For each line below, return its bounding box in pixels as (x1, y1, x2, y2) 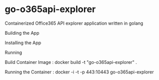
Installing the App (5, 39, 42, 46)
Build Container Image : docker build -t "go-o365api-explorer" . (5, 59, 137, 65)
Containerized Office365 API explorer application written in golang (5, 20, 144, 26)
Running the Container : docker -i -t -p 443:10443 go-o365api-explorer (5, 69, 154, 75)
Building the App (5, 30, 39, 36)
